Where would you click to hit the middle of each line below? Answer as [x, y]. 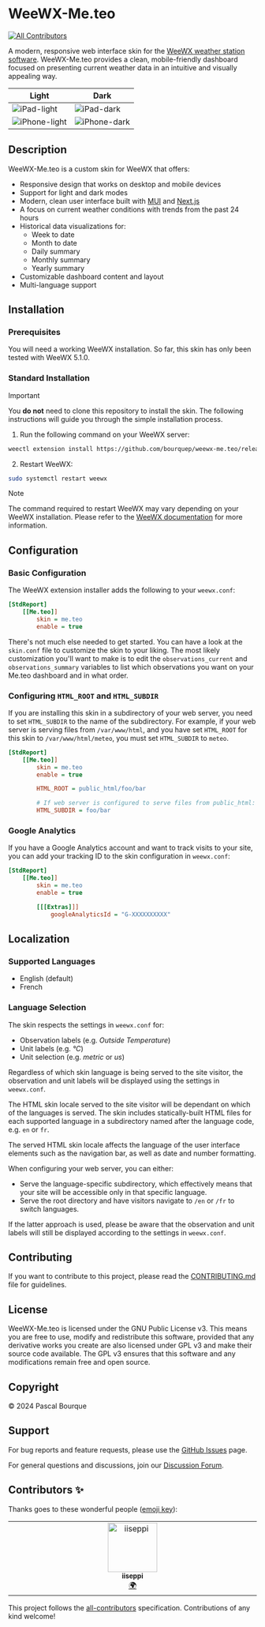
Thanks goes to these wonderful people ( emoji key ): [93, 1509]
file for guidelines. [37, 1285]
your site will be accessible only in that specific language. [113, 1192]
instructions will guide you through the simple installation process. [116, 419]
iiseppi [132, 1576]
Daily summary [56, 251]
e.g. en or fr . [29, 1129]
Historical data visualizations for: [73, 226]
